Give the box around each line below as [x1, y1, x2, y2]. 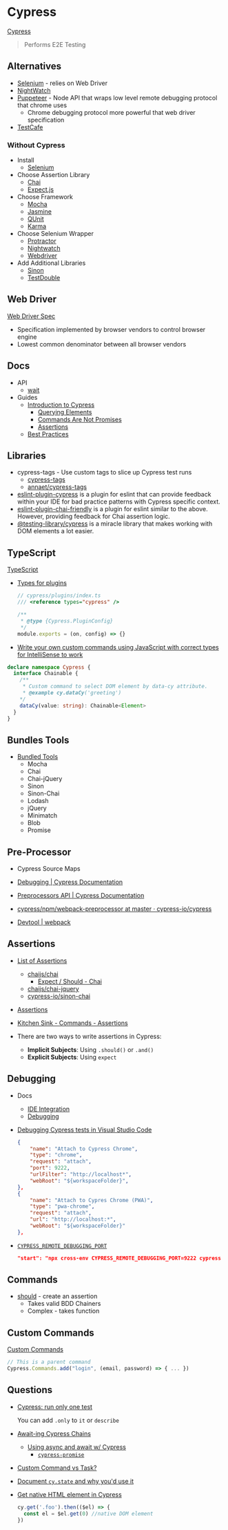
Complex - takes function [27, 1307, 100, 1315]
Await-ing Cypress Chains [17, 1429, 92, 1437]
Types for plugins [17, 579, 68, 587]
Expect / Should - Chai [37, 977, 102, 986]
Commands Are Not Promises [37, 415, 122, 423]
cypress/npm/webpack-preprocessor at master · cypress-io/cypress [17, 905, 212, 913]
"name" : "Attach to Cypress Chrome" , [30, 1145, 138, 1152]
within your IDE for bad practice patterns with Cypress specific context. [17, 497, 220, 506]
